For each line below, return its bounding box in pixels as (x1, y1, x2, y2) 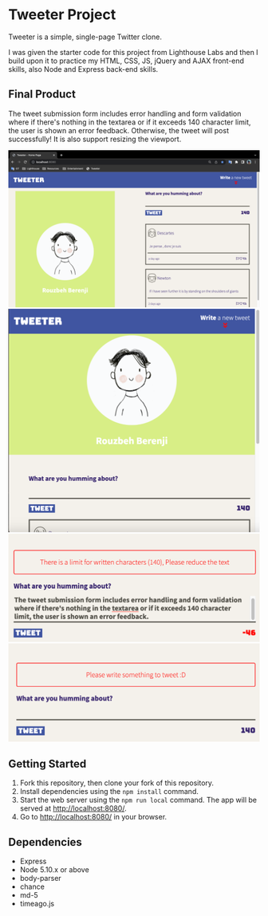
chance (19, 882, 45, 891)
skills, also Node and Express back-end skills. (8, 64, 159, 73)
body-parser (19, 874, 61, 883)
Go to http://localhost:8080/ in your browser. (19, 812, 167, 822)
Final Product (8, 88, 76, 101)
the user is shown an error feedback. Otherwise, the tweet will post (8, 125, 230, 135)
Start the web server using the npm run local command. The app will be (19, 796, 258, 805)
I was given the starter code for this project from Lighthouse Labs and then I (8, 47, 258, 57)
